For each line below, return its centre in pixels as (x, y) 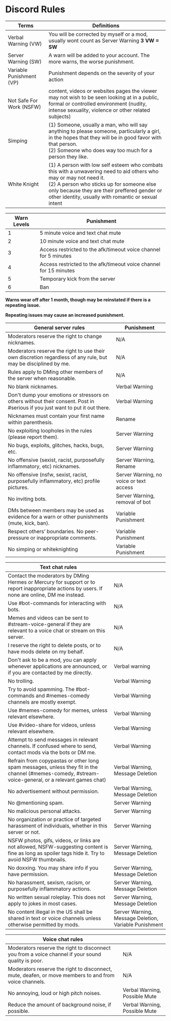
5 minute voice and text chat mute (80, 233)
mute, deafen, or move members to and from (61, 975)
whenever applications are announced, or (58, 666)
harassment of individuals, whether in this (58, 826)
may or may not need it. (77, 178)
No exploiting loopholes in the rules (50, 431)
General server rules (59, 328)
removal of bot (133, 502)
